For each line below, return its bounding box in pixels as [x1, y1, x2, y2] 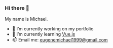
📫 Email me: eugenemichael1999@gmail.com [12, 37, 108, 43]
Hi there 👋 [5, 5, 30, 12]
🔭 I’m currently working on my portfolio [12, 26, 94, 32]
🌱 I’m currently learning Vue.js [12, 31, 76, 37]
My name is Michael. [5, 16, 48, 22]
